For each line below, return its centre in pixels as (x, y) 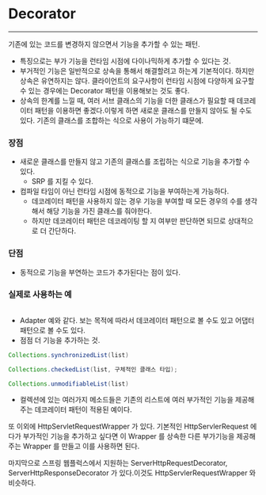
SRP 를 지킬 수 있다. (62, 181)
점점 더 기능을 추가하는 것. (60, 340)
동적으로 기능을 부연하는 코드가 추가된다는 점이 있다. (100, 272)
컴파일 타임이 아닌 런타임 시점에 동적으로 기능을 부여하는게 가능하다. (124, 192)
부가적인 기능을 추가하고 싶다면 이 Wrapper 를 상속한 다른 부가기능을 (129, 436)
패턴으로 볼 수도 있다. (52, 330)
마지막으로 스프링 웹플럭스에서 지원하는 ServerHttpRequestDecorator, (118, 463)
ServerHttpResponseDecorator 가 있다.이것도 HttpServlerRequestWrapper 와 (132, 473)
